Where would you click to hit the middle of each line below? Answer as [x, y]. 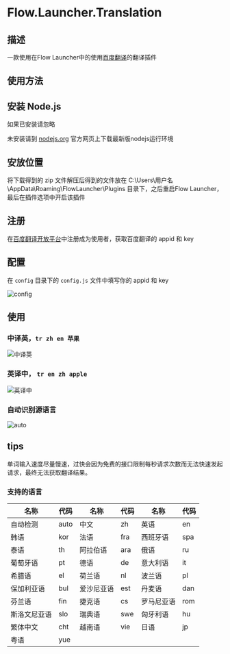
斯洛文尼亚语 [31, 614]
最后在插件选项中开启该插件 [46, 197]
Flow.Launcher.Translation [85, 13]
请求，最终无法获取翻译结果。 [49, 472]
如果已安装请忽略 [31, 124]
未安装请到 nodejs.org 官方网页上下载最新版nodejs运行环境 [90, 139]
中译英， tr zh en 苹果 [43, 338]
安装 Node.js [34, 106]
